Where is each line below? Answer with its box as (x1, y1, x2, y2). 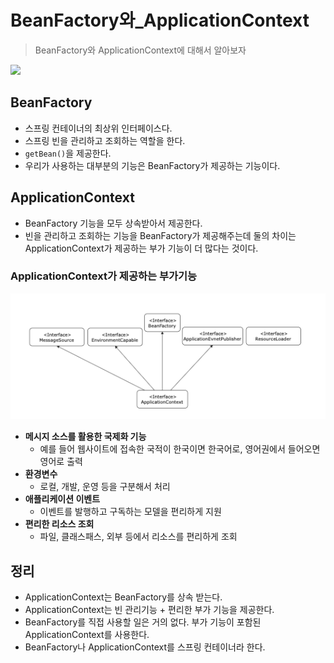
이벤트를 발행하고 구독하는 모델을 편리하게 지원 (39, 506, 222, 518)
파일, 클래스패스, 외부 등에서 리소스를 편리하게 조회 (39, 531, 238, 543)
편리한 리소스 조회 (24, 518, 95, 530)
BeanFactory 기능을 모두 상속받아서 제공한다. (24, 217, 203, 229)
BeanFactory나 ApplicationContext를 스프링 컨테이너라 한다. (24, 641, 266, 653)
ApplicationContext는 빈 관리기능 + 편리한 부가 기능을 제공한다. (24, 604, 275, 616)
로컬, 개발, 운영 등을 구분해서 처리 (39, 481, 171, 493)
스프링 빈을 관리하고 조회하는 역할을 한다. (24, 134, 186, 146)
